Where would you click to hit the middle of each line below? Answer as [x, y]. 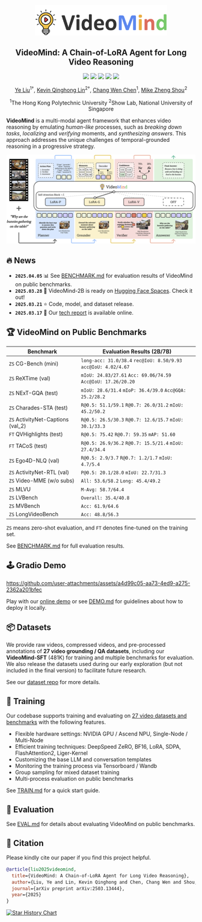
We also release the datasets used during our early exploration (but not [94, 664]
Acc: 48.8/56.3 [100, 515]
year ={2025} [27, 895]
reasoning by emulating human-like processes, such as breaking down [94, 127]
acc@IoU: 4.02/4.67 [105, 367]
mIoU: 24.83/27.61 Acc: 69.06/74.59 [126, 376]
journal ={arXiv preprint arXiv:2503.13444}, [68, 888]
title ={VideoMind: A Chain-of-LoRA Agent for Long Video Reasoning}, [100, 876]
